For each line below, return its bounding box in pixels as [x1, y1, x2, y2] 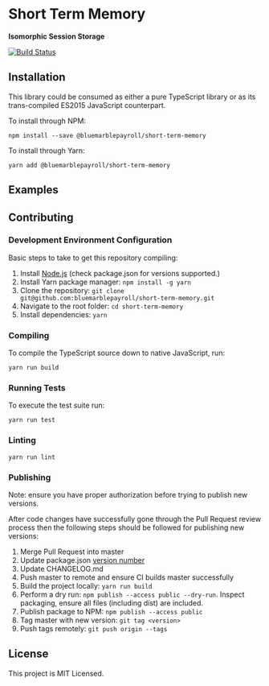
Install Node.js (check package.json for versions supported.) [19, 268, 221, 278]
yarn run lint [8, 453, 56, 461]
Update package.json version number [19, 556, 145, 565]
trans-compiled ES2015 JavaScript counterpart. [8, 100, 166, 110]
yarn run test [8, 416, 56, 424]
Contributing [8, 210, 74, 224]
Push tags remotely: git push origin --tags [19, 624, 168, 634]
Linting [8, 435, 36, 446]
